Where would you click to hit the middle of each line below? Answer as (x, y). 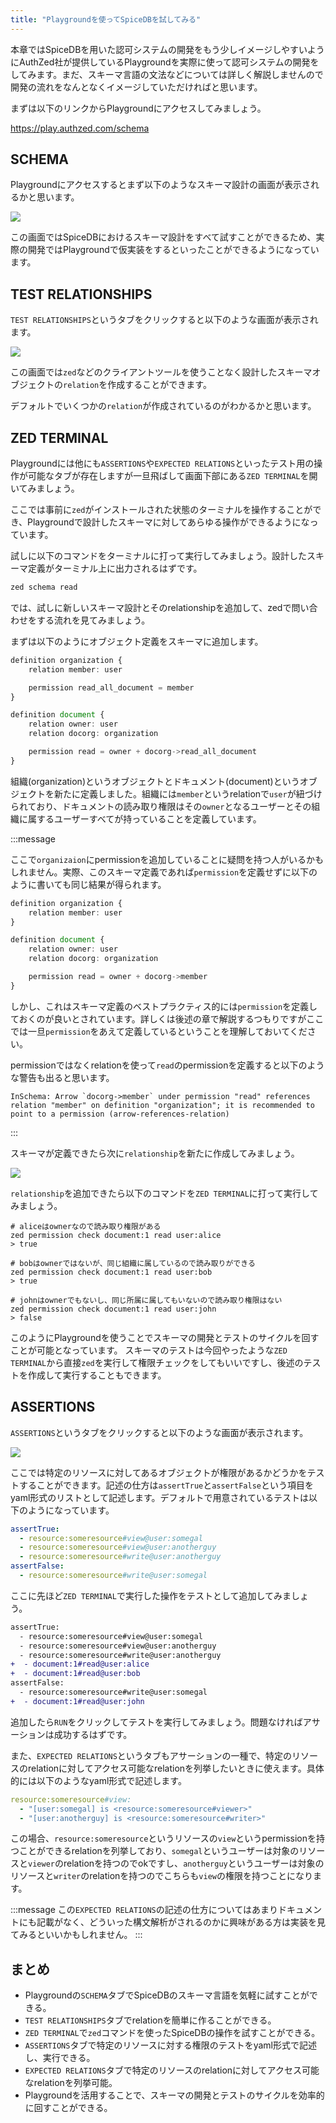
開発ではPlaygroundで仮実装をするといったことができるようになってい (173, 250)
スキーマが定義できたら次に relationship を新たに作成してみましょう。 (155, 1153)
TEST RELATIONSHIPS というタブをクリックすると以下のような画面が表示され (164, 320)
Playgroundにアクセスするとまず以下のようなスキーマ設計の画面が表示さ (161, 185)
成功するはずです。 (93, 1734)
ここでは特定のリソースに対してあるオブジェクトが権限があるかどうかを (159, 1472)
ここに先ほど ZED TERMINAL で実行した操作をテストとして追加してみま (151, 1595)
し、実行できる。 (60, 2058)
